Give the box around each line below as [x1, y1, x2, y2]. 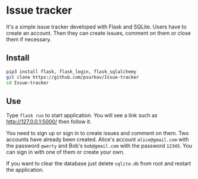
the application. [6, 167, 44, 174]
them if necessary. [6, 36, 52, 43]
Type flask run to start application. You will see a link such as [6, 112, 158, 119]
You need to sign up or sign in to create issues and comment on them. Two [6, 130, 189, 137]
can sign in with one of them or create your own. [6, 149, 125, 156]
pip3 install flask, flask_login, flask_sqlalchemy [6, 69, 136, 75]
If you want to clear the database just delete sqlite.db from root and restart [6, 160, 191, 167]
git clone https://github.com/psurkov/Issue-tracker [6, 74, 139, 80]
